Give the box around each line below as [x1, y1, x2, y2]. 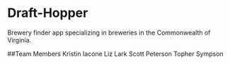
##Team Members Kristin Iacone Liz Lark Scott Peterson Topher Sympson [7, 49, 224, 58]
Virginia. [7, 35, 32, 44]
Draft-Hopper [7, 5, 88, 21]
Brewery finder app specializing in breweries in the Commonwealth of [7, 28, 211, 37]
